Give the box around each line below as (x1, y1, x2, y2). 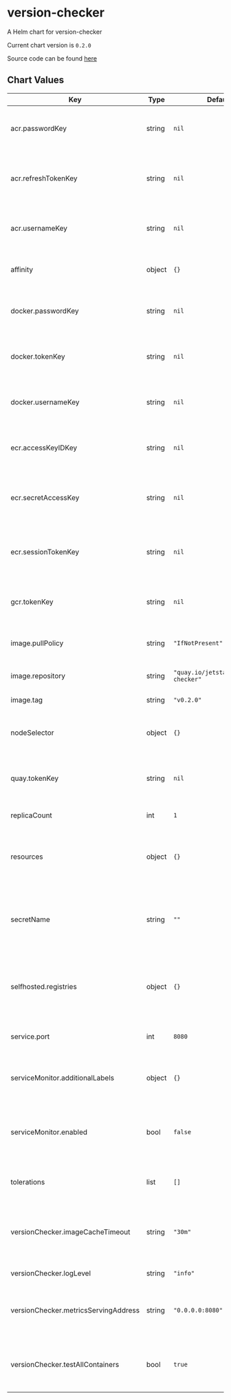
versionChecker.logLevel (10, 1268, 91, 1278)
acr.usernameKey (10, 223, 67, 233)
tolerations (10, 1177, 45, 1187)
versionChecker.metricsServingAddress (10, 1305, 140, 1315)
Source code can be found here (7, 54, 98, 63)
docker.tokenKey (10, 351, 65, 361)
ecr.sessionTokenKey (10, 547, 80, 556)
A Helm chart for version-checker (7, 28, 102, 36)
